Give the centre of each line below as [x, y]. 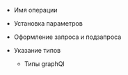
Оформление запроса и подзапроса [67, 37]
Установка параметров [48, 23]
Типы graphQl [44, 64]
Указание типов [37, 50]
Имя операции [35, 10]
